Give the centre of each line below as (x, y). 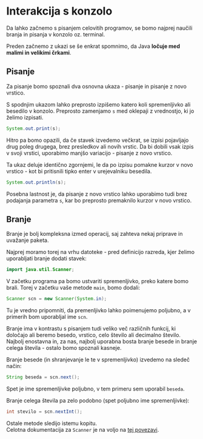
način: (14, 366)
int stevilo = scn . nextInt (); (45, 411)
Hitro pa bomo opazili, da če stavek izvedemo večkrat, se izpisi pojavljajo (98, 140)
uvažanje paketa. (28, 240)
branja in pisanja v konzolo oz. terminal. (56, 34)
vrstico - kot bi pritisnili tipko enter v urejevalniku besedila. (79, 171)
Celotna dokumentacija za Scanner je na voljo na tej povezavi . (83, 429)
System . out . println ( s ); (36, 182)
